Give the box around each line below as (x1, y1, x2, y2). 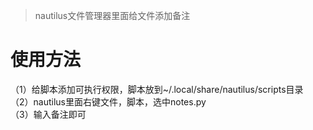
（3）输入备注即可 (10, 108, 87, 120)
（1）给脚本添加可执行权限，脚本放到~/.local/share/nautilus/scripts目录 (10, 83, 304, 95)
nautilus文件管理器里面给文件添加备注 (34, 10, 191, 21)
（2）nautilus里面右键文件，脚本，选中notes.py (10, 95, 207, 108)
